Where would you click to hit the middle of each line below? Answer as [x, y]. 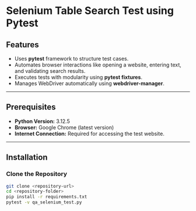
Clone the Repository [37, 174]
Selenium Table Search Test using [90, 11]
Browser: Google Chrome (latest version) [64, 127]
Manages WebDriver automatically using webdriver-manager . [89, 83]
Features [22, 45]
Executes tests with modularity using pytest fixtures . [78, 77]
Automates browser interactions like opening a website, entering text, [98, 65]
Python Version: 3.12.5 [42, 121]
